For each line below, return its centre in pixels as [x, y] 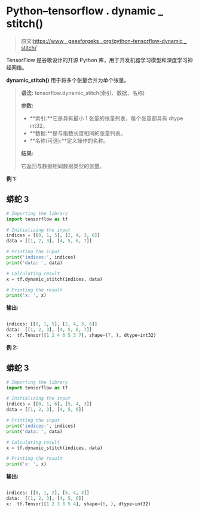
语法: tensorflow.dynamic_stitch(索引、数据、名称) [83, 93]
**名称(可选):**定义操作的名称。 [69, 140]
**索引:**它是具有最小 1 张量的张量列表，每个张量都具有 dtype [106, 118]
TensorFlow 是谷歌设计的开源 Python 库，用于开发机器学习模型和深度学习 [97, 60]
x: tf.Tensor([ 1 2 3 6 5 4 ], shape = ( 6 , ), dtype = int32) [79, 504]
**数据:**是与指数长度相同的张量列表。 [78, 133]
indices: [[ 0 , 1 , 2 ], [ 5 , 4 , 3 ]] [48, 493]
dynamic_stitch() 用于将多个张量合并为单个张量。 [68, 80]
